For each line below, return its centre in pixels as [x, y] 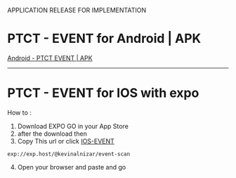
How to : [19, 113]
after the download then [52, 134]
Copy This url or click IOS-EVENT [66, 141]
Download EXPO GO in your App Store [73, 126]
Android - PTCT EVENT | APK [50, 58]
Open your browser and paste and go [72, 167]
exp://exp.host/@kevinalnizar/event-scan [69, 154]
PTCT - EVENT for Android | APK [104, 39]
